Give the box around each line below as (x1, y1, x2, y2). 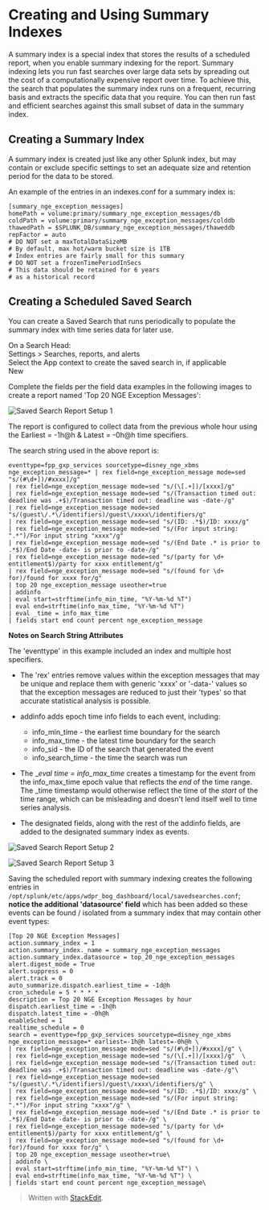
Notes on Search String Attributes (8, 630, 124, 640)
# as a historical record (8, 272, 95, 281)
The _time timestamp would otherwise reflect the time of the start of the (19, 785, 259, 795)
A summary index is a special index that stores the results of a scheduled (8, 49, 251, 59)
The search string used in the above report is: (8, 445, 159, 455)
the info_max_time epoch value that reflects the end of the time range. (19, 777, 253, 786)
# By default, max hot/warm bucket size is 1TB (8, 244, 171, 253)
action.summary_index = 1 (8, 939, 95, 947)
